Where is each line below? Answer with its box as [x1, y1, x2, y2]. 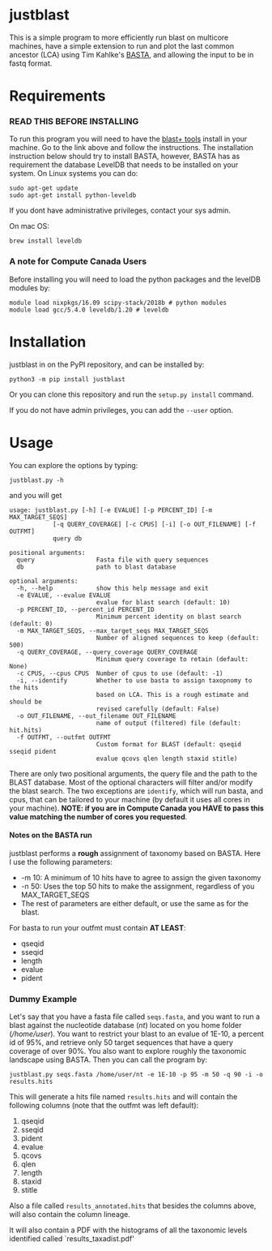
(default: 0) [9, 619, 53, 628]
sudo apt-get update [9, 184, 79, 192]
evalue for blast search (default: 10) [96, 598, 231, 606]
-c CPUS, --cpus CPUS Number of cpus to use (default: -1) [16, 669, 223, 677]
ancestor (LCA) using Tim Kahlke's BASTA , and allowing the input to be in [9, 49, 254, 59]
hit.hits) [9, 726, 43, 734]
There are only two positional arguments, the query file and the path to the [9, 768, 257, 778]
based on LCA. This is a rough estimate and [96, 690, 249, 699]
